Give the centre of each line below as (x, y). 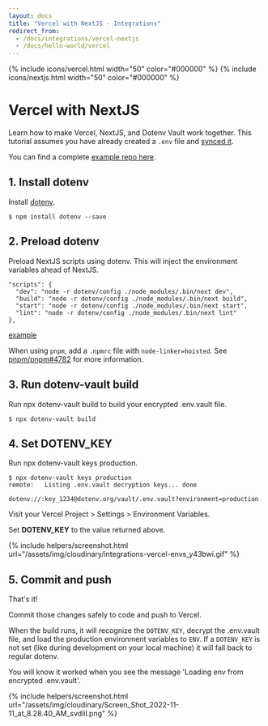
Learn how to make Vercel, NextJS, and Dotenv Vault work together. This (130, 133)
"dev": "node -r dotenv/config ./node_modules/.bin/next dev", (124, 291)
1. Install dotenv (49, 183)
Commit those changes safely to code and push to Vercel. (105, 615)
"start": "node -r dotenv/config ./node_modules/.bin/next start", (132, 306)
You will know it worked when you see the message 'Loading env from (126, 672)
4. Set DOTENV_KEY (61, 443)
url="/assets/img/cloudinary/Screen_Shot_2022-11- (94, 705)
